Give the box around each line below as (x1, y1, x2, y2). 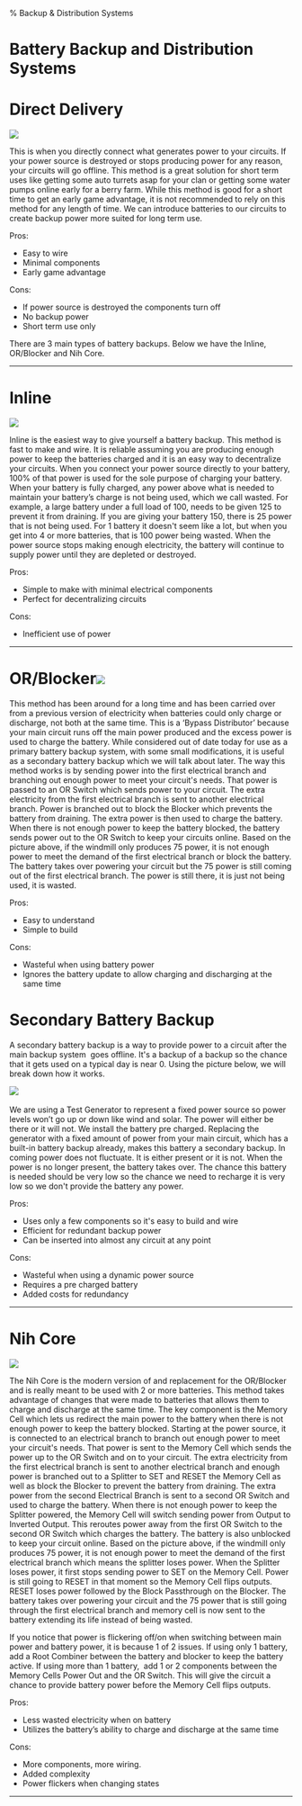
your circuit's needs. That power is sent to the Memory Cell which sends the (9, 1442, 292, 1452)
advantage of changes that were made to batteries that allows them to (9, 1394, 270, 1405)
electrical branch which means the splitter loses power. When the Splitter (9, 1557, 280, 1568)
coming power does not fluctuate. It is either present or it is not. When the (9, 1152, 283, 1163)
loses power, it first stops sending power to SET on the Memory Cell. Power (9, 1566, 289, 1577)
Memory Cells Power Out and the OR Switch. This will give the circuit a (9, 1669, 271, 1681)
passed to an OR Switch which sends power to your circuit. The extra (9, 785, 266, 795)
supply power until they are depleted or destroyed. (9, 549, 197, 561)
